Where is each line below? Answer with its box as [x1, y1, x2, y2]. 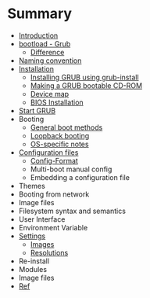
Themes [18, 181, 46, 190]
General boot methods [30, 123, 103, 132]
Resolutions [30, 248, 69, 257]
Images [30, 239, 55, 248]
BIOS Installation [30, 97, 84, 107]
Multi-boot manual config [30, 164, 112, 174]
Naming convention [18, 56, 82, 65]
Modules [18, 264, 48, 274]
